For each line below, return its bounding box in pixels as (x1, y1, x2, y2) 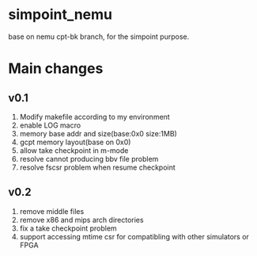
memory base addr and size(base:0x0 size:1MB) (19, 128, 178, 138)
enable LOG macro (19, 120, 81, 130)
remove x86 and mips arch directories (19, 215, 144, 224)
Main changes (8, 59, 104, 78)
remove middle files (19, 206, 85, 216)
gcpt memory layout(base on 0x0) (19, 137, 131, 147)
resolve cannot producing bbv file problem (19, 154, 159, 163)
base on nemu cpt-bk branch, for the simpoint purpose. (8, 32, 190, 41)
